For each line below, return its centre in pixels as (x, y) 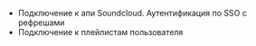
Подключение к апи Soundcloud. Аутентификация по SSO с (132, 13)
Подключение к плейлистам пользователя (100, 32)
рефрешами (41, 23)
